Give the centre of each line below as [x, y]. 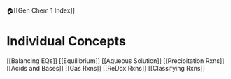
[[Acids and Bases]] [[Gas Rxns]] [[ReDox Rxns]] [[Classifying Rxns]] [106, 68]
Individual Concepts [66, 42]
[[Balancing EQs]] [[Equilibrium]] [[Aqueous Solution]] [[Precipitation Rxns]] [115, 60]
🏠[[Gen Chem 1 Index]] [41, 10]
